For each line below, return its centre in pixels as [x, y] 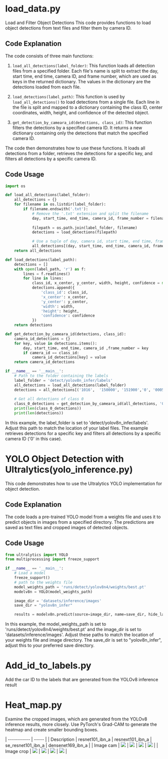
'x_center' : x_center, [64, 297]
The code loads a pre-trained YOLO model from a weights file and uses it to [83, 517]
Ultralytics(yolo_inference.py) [69, 470]
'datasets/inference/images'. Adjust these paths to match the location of [79, 635]
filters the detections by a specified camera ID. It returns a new [77, 127]
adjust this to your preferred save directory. [50, 646]
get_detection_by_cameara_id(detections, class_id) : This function [82, 122]
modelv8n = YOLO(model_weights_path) [53, 592]
